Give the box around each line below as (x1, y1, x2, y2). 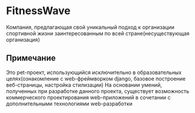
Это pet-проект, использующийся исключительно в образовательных (6, 69, 182, 76)
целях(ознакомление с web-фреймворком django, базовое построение (6, 75, 186, 82)
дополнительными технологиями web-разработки (6, 100, 133, 107)
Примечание (6, 53, 56, 63)
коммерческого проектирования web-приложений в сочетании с (6, 94, 171, 101)
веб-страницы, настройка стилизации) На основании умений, (6, 81, 163, 88)
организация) (6, 36, 40, 43)
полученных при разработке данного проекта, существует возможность (6, 87, 190, 95)
